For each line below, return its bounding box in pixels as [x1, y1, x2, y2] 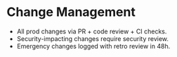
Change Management [6, 4, 136, 20]
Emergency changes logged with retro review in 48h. [16, 42, 171, 50]
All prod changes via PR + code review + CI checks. [16, 27, 167, 35]
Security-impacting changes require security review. [16, 34, 169, 42]
